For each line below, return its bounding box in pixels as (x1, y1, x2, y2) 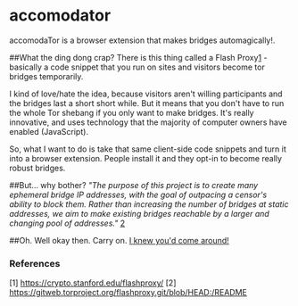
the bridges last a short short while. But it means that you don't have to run (9, 97, 285, 108)
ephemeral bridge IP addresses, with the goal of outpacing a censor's (9, 189, 268, 200)
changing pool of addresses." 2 (9, 218, 126, 228)
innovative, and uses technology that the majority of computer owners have (9, 117, 287, 128)
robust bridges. (9, 162, 66, 173)
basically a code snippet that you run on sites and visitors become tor (9, 62, 265, 72)
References (9, 257, 61, 269)
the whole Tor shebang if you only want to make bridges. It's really (9, 107, 254, 118)
